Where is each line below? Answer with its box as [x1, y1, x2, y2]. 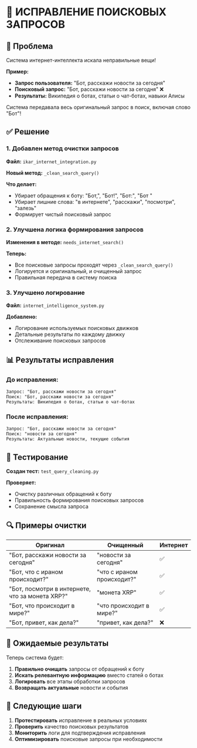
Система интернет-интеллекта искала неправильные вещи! [6, 57, 157, 63]
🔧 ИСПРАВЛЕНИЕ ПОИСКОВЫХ [6, 5, 167, 19]
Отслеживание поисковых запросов [14, 337, 106, 344]
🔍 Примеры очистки [6, 521, 87, 531]
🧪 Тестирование [6, 452, 69, 462]
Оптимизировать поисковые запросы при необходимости [14, 735, 163, 742]
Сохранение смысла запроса [14, 503, 89, 510]
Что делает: [6, 180, 37, 187]
